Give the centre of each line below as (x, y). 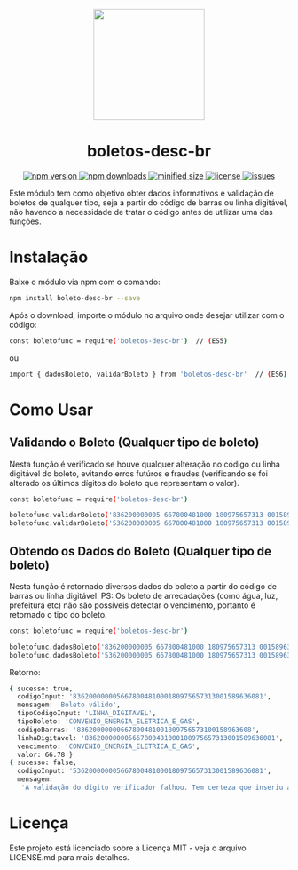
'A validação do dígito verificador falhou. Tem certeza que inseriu (152, 788)
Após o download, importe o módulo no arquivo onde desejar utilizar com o (147, 315)
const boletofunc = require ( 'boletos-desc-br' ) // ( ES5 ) (118, 341)
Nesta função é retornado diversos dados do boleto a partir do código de (143, 586)
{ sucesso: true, (41, 689)
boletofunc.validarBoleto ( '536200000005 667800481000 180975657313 (137, 523)
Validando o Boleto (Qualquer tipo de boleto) (134, 443)
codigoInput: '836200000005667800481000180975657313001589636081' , (145, 697)
